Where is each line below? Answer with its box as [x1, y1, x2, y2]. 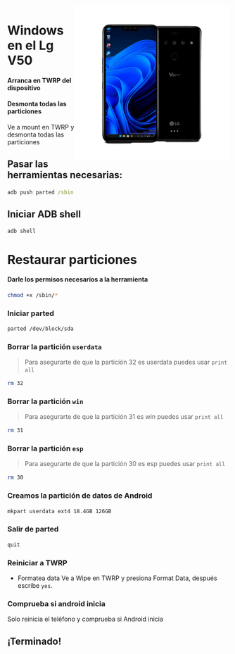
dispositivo [7, 83, 41, 92]
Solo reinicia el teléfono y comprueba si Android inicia [7, 615, 164, 624]
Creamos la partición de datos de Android [7, 491, 153, 501]
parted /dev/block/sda [7, 325, 74, 332]
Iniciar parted [7, 308, 55, 318]
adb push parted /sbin [7, 189, 74, 196]
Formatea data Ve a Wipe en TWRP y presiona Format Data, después [17, 574, 217, 582]
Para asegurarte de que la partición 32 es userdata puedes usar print [24, 358, 227, 367]
